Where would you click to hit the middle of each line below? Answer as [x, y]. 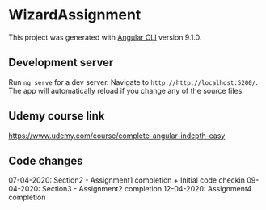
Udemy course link [57, 116]
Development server [61, 63]
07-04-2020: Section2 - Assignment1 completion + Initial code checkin [127, 180]
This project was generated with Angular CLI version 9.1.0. [105, 37]
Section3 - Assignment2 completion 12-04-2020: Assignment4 [147, 189]
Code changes [46, 160]
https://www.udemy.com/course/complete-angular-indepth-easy [117, 136]
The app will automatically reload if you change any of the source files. [126, 90]
